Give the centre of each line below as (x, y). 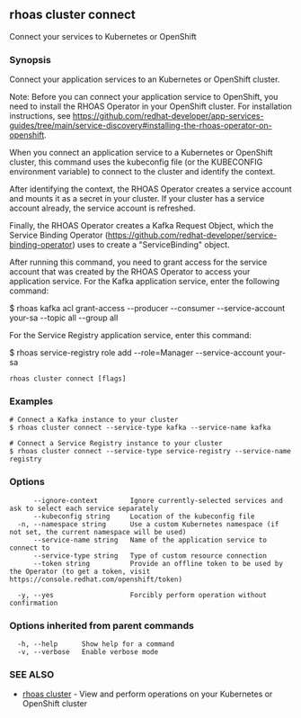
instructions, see (40, 116)
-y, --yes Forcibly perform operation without (142, 595)
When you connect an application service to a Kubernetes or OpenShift (141, 153)
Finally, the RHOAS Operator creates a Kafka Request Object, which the (142, 226)
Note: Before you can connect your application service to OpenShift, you (144, 97)
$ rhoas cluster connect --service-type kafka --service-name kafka (140, 428)
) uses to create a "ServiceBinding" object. (151, 245)
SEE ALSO (32, 674)
